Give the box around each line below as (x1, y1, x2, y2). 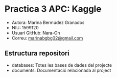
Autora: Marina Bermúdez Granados (11, 19, 85, 25)
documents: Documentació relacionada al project (11, 67, 111, 73)
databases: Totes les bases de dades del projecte (11, 62, 112, 68)
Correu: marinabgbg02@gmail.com (11, 35, 83, 41)
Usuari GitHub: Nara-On (11, 30, 61, 36)
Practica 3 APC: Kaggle (4, 3, 101, 15)
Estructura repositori (4, 49, 70, 58)
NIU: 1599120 (11, 24, 39, 30)
